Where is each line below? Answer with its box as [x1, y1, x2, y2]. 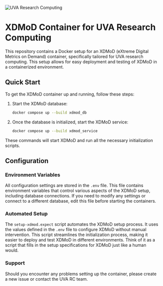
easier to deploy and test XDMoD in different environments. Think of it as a [5, 237, 155, 243]
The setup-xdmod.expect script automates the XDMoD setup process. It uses [5, 221, 159, 227]
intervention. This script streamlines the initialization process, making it [5, 232, 148, 238]
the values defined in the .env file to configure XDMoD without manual [5, 227, 146, 233]
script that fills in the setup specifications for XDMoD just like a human [5, 242, 146, 248]
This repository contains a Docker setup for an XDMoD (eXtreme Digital [5, 48, 149, 54]
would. [5, 247, 19, 253]
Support [5, 260, 25, 266]
